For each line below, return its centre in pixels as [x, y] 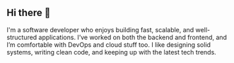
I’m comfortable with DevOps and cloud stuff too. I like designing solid [109, 44]
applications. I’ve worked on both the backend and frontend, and [133, 37]
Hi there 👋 [29, 13]
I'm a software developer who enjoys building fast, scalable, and [100, 29]
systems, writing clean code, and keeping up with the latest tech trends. [111, 52]
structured [22, 37]
